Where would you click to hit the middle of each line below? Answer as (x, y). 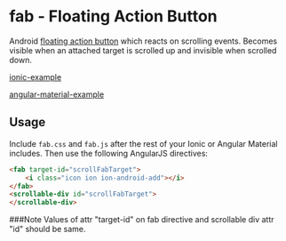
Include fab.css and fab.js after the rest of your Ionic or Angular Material (143, 143)
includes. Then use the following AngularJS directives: (109, 153)
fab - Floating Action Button (113, 16)
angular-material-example (57, 94)
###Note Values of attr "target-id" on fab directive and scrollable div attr (142, 220)
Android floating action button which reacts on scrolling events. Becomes (143, 41)
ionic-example (36, 76)
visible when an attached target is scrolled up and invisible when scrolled (143, 50)
